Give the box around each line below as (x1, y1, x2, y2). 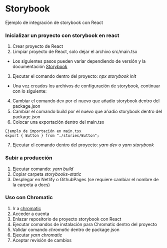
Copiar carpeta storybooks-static (12, 171, 81, 177)
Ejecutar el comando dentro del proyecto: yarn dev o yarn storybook (12, 142, 154, 148)
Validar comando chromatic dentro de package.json (12, 227, 120, 233)
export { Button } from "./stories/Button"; (5, 133, 99, 138)
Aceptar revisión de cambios (12, 237, 72, 243)
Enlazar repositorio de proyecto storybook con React (12, 216, 121, 222)
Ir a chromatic (12, 205, 41, 211)
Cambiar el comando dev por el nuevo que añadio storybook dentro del (12, 98, 160, 104)
